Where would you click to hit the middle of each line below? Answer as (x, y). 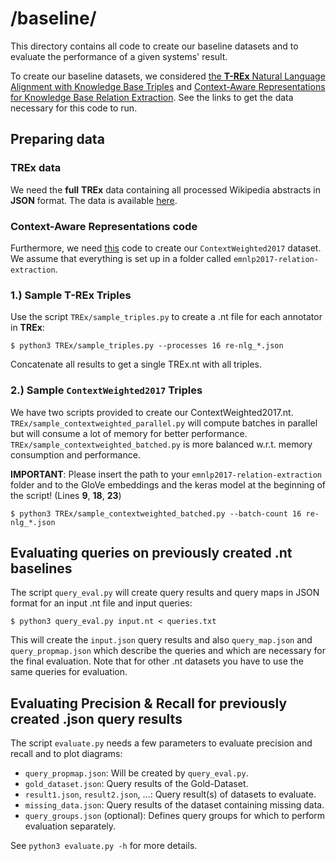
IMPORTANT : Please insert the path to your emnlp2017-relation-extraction (166, 474)
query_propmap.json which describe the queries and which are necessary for (168, 651)
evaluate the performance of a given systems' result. (119, 56)
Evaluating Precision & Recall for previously (149, 703)
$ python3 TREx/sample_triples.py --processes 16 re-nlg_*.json (147, 346)
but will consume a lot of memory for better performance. (129, 433)
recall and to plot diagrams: (66, 754)
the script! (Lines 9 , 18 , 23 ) (66, 495)
